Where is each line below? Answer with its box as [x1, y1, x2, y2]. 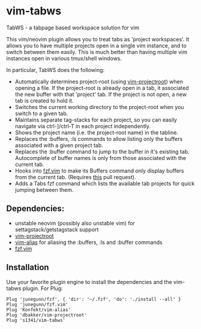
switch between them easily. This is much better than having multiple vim [6, 48, 188, 55]
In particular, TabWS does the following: [6, 66, 105, 73]
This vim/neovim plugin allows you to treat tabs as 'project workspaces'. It [6, 35, 190, 43]
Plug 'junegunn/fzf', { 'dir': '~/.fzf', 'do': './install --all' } [6, 296, 181, 302]
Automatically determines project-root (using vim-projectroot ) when [14, 78, 183, 85]
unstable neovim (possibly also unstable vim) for [14, 219, 135, 227]
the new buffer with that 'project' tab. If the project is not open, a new [14, 90, 187, 98]
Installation [6, 262, 49, 273]
